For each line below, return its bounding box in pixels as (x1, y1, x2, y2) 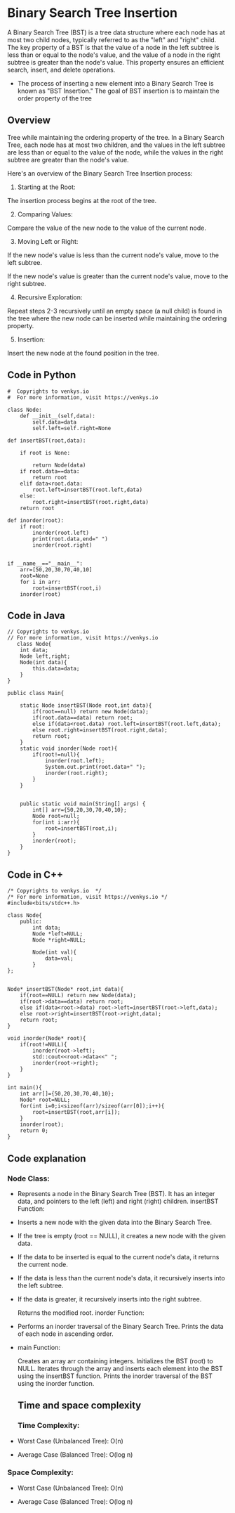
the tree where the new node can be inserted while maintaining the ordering (7, 314, 227, 323)
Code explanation (7, 1152, 86, 1164)
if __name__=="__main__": (7, 560, 83, 567)
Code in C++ (7, 869, 63, 881)
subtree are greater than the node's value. (7, 155, 129, 164)
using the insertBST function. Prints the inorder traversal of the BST (17, 1372, 213, 1380)
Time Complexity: (17, 1421, 80, 1431)
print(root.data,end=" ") (32, 535, 109, 543)
